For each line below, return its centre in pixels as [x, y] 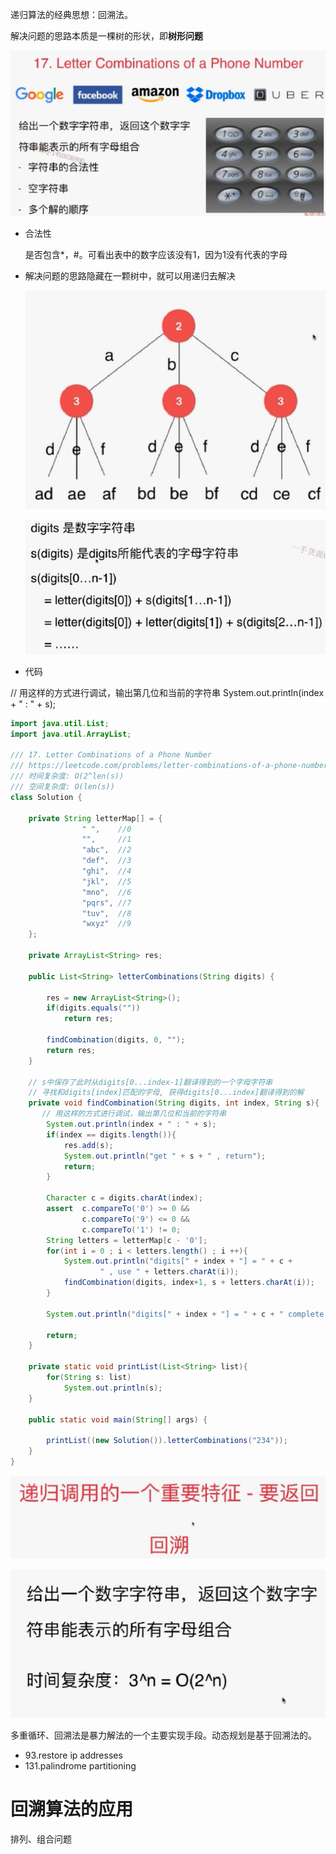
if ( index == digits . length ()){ [111, 1134]
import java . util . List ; [60, 723]
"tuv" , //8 [106, 913]
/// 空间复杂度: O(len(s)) [62, 787]
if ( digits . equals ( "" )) [93, 1008]
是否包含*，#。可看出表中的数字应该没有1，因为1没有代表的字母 [156, 255]
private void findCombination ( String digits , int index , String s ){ [174, 1103]
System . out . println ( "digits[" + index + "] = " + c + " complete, [187, 1314]
